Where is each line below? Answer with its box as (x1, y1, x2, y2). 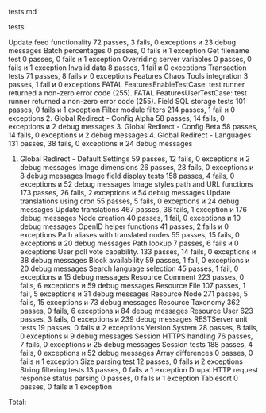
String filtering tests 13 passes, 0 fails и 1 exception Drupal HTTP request (19, 365, 259, 374)
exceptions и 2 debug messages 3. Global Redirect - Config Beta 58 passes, (8, 122, 258, 131)
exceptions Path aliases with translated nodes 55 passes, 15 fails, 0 (19, 230, 240, 239)
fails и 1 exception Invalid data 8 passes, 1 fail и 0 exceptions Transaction (8, 63, 247, 72)
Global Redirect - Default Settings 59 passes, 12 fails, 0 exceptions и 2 (19, 154, 250, 164)
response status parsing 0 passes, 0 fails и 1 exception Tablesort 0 (19, 373, 238, 383)
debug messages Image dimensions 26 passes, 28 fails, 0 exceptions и (19, 163, 254, 172)
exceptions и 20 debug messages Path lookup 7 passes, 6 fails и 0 (19, 238, 240, 248)
